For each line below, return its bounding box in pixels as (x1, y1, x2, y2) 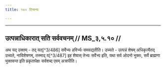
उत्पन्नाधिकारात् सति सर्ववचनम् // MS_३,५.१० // (5, 34, 121, 43)
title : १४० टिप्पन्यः (5, 7, 39, 12)
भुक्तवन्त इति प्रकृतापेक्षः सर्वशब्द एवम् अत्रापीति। (5, 58, 78, 64)
